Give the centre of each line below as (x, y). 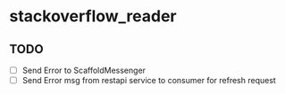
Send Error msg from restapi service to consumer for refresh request (149, 81)
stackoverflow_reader (93, 16)
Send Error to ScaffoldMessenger (84, 70)
